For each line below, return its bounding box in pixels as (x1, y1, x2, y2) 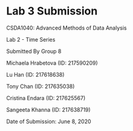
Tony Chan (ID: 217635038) (6, 83, 75, 90)
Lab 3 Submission (6, 4, 98, 18)
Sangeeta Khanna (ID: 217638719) (6, 106, 91, 113)
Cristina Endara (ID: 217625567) (6, 94, 86, 101)
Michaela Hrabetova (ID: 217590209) (6, 59, 98, 66)
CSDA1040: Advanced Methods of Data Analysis (6, 24, 127, 31)
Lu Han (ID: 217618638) (6, 71, 65, 78)
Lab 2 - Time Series (6, 36, 56, 43)
